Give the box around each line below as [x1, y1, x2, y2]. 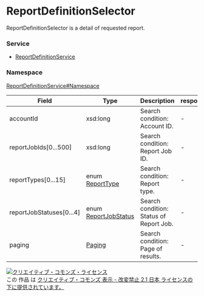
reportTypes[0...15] [9, 176, 66, 184]
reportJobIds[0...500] [9, 143, 72, 151]
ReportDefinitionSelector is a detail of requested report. [6, 24, 145, 31]
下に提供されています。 [6, 283, 65, 291]
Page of [140, 244, 163, 252]
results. [140, 252, 161, 260]
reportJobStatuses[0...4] [9, 208, 81, 216]
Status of [140, 212, 166, 220]
